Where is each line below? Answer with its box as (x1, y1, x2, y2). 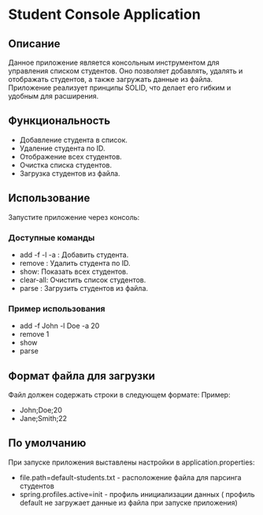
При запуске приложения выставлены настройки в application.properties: (8, 457, 255, 467)
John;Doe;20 (19, 405, 63, 415)
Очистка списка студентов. (19, 160, 113, 170)
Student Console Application (8, 6, 201, 24)
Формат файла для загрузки (8, 369, 155, 383)
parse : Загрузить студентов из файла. (19, 283, 148, 293)
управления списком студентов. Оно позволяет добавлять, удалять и (8, 66, 243, 76)
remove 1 (19, 330, 50, 339)
